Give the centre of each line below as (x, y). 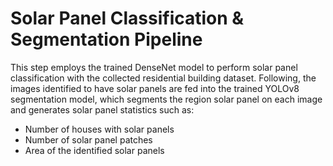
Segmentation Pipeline (106, 39)
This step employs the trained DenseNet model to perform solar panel (154, 67)
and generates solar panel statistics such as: (102, 109)
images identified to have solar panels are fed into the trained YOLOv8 (155, 88)
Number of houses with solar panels (99, 129)
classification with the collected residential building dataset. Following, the (163, 78)
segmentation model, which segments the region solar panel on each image (166, 99)
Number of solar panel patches (88, 139)
